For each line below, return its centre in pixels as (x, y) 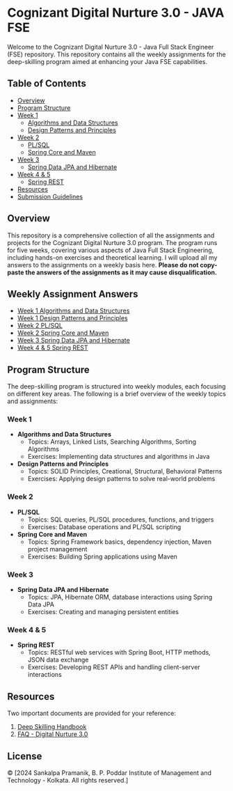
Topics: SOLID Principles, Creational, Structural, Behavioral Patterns (125, 471)
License (25, 756)
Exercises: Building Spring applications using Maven (102, 556)
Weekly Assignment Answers (73, 294)
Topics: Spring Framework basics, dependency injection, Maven (120, 542)
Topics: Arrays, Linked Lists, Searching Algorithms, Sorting (112, 442)
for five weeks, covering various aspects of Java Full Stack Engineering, (111, 250)
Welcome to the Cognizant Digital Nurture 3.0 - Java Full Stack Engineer (111, 47)
